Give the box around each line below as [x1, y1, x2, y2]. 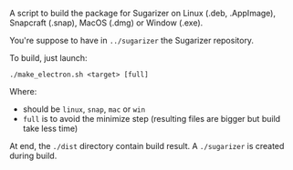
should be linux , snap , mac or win [22, 104, 146, 115]
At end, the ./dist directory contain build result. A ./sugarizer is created [9, 141, 285, 151]
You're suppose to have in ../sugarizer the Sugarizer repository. [9, 35, 254, 45]
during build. [9, 150, 58, 161]
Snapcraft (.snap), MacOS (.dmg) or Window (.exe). [9, 17, 204, 28]
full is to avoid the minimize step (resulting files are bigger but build [22, 114, 281, 124]
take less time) [22, 123, 78, 134]
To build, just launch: [9, 53, 89, 63]
